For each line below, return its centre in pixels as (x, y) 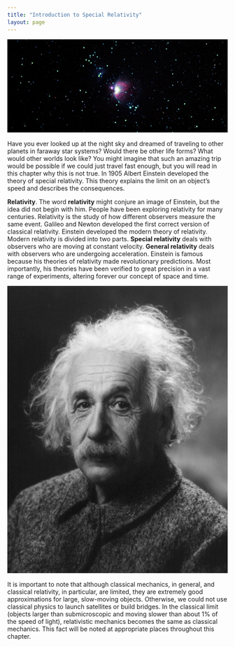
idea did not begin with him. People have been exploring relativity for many (115, 209)
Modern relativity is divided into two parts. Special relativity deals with (109, 239)
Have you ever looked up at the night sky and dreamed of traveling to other (115, 144)
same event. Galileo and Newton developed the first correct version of (108, 225)
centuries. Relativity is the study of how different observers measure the (111, 217)
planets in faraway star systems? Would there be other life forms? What (110, 151)
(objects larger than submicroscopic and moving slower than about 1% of (113, 614)
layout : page (26, 22)
